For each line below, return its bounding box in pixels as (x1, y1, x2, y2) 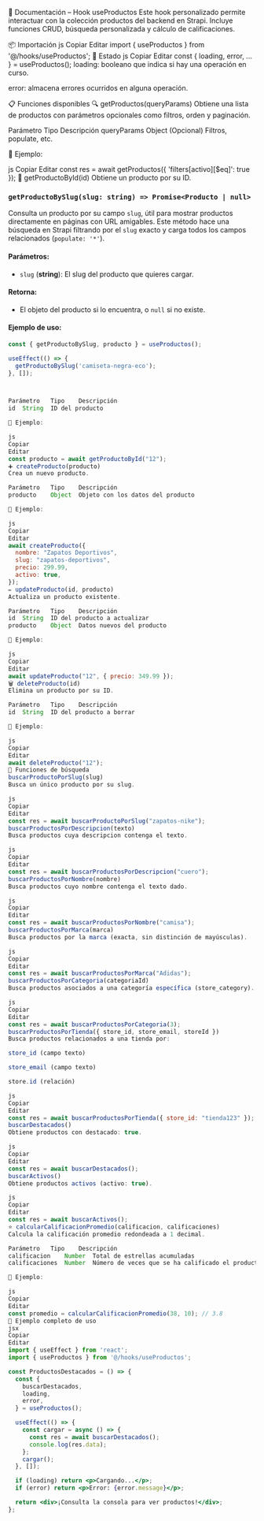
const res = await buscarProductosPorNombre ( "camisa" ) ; (8, 919, 195, 927)
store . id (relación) (8, 1078, 76, 1086)
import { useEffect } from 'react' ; (8, 1346, 128, 1355)
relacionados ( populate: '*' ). (8, 233, 104, 244)
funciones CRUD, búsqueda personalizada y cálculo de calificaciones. (8, 24, 236, 33)
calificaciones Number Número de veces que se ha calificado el (8, 1259, 230, 1267)
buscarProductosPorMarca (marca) (8, 926, 114, 934)
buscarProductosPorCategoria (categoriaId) (8, 977, 149, 985)
